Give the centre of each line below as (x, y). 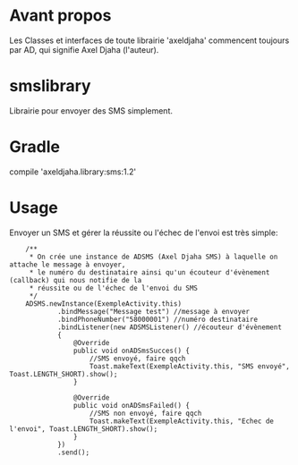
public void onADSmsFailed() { (132, 405)
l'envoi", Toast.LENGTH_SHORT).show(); (84, 429)
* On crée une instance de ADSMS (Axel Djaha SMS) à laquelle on (153, 257)
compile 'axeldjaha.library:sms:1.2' (73, 172)
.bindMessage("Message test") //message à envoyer (153, 311)
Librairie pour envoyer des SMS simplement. (91, 110)
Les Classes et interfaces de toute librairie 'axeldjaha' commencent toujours (149, 40)
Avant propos (60, 16)
